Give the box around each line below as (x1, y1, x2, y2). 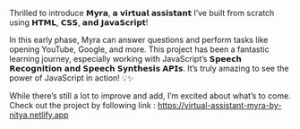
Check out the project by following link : (9, 100, 157, 110)
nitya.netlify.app (9, 109, 69, 120)
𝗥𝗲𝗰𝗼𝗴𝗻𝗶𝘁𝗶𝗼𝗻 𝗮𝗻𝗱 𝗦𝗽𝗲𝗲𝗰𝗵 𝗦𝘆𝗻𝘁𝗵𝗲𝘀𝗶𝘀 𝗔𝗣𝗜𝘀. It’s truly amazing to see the (9, 63, 289, 73)
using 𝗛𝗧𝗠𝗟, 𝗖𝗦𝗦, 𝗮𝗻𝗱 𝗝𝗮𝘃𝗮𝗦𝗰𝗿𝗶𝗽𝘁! (9, 17, 149, 28)
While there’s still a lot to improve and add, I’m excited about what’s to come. (9, 90, 291, 101)
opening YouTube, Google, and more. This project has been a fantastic (9, 44, 270, 55)
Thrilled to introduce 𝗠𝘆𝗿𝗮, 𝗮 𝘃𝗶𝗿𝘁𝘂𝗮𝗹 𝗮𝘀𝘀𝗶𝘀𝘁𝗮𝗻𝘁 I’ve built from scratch (9, 8, 275, 18)
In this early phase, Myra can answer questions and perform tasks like (9, 35, 269, 45)
